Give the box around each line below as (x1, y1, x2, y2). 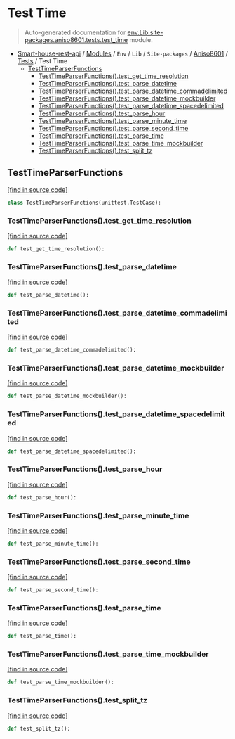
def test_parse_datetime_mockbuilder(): (7, 392, 128, 400)
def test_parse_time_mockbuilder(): (7, 679, 114, 686)
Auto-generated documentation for (24, 28, 126, 37)
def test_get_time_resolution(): (7, 245, 105, 252)
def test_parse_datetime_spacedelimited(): (7, 448, 137, 455)
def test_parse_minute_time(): (7, 540, 99, 547)
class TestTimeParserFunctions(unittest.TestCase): (7, 199, 161, 206)
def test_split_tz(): (7, 725, 71, 732)
